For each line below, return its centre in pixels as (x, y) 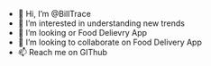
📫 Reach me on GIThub (63, 52)
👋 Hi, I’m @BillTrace (55, 14)
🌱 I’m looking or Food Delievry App (82, 33)
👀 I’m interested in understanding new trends (101, 23)
